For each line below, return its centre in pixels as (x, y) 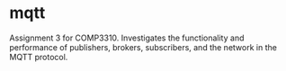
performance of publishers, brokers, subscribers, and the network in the (143, 47)
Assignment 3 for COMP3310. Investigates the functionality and (127, 38)
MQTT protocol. (39, 57)
